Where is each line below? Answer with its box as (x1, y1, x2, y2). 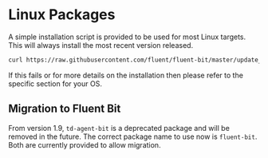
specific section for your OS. (8, 78, 102, 89)
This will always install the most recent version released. (8, 40, 194, 49)
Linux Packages (8, 6, 116, 24)
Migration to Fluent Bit (8, 102, 121, 116)
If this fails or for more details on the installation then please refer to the (8, 70, 243, 80)
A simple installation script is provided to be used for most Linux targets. (8, 32, 246, 41)
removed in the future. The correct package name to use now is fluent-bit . (8, 132, 258, 141)
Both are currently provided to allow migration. (8, 140, 161, 149)
